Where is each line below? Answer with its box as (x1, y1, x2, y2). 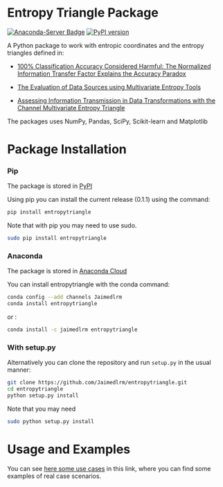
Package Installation (7, 142, 127, 157)
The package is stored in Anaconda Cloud (7, 267, 127, 275)
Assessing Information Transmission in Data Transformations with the (17, 96, 216, 105)
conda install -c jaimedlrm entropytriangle (7, 326, 138, 334)
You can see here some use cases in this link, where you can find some (7, 464, 211, 472)
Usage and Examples (7, 442, 131, 457)
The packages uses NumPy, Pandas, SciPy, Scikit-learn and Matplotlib (7, 117, 208, 126)
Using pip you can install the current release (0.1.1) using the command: (7, 196, 211, 204)
